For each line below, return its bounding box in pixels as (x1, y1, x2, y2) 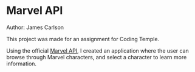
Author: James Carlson (6, 24, 64, 31)
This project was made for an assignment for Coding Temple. (6, 35, 160, 42)
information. (6, 60, 37, 67)
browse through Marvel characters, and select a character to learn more (6, 53, 187, 61)
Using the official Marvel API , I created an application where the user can (6, 47, 190, 54)
